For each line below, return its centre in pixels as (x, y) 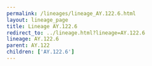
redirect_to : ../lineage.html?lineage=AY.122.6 (76, 33)
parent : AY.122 (28, 45)
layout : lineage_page (37, 20)
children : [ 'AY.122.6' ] (41, 52)
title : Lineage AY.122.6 (42, 26)
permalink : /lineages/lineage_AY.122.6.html (71, 13)
